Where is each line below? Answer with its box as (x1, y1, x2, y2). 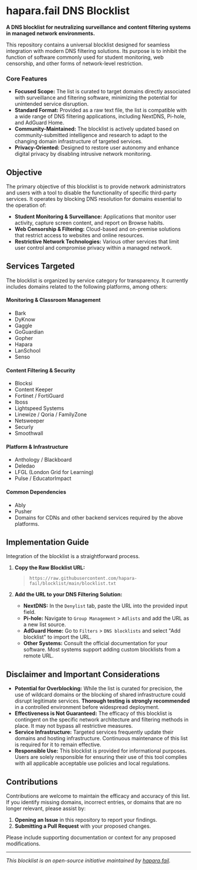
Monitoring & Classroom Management (6, 297, 101, 304)
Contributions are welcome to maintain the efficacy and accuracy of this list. (6, 792, 191, 800)
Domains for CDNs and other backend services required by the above (14, 514, 184, 521)
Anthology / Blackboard (14, 456, 72, 463)
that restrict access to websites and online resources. (14, 232, 145, 239)
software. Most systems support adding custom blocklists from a (23, 646, 181, 653)
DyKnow (14, 316, 36, 323)
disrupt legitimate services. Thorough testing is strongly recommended (14, 697, 191, 704)
